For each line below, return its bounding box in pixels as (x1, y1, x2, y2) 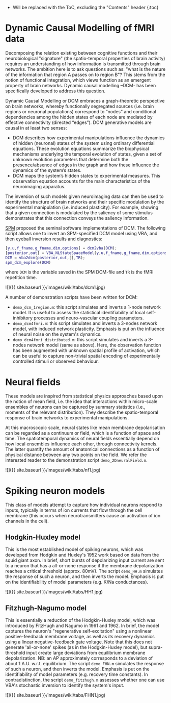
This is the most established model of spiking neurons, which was (5, 546, 144, 553)
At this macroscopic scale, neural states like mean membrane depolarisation (5, 424, 165, 431)
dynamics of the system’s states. (12, 167, 81, 173)
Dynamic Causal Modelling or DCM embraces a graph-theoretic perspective (5, 97, 165, 104)
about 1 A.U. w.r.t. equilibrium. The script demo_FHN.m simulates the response (5, 660, 164, 666)
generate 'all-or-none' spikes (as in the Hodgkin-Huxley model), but (5, 644, 148, 650)
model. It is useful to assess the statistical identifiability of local (12, 310, 146, 316)
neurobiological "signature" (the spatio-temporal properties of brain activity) (5, 55, 165, 61)
